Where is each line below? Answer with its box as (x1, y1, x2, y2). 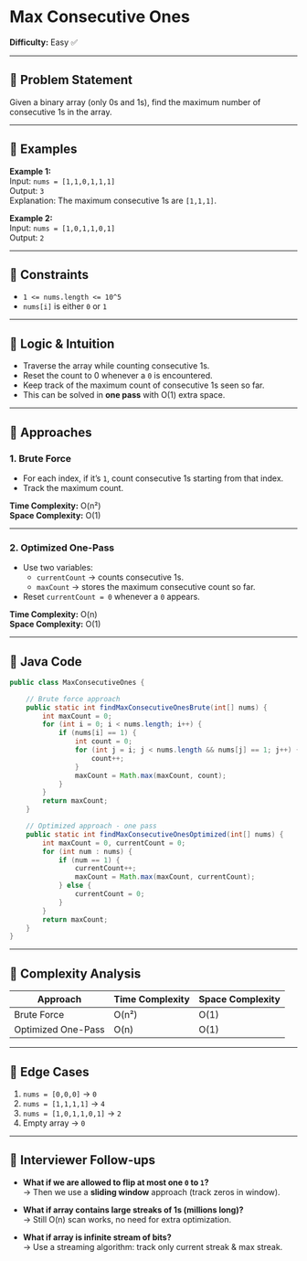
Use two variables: (22, 562, 93, 573)
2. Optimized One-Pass (9, 541, 115, 554)
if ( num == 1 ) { (58, 855, 121, 865)
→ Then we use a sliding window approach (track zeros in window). (22, 1186, 281, 1197)
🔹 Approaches (9, 424, 92, 440)
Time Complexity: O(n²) (9, 500, 101, 511)
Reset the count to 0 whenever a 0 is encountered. (22, 370, 213, 381)
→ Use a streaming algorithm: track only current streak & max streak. (22, 1241, 283, 1252)
